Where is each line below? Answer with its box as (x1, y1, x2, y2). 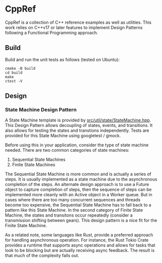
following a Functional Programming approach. (5, 30, 98, 35)
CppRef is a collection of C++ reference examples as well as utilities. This (5, 19, 151, 25)
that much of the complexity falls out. (5, 253, 79, 259)
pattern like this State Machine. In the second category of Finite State (5, 207, 143, 213)
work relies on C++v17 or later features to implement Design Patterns (5, 24, 143, 30)
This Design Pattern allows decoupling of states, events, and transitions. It (5, 123, 153, 128)
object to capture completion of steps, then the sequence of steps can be (5, 186, 152, 192)
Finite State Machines (12, 162, 56, 168)
